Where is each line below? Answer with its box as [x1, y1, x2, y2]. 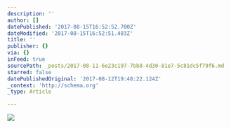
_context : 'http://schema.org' [7, 82, 99, 89]
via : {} [7, 50, 30, 57]
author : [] [7, 17, 39, 24]
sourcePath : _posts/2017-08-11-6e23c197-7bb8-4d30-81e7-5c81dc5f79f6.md [7, 62, 225, 69]
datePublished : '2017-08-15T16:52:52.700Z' [7, 23, 137, 30]
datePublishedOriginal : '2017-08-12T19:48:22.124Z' [7, 75, 161, 83]
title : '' [7, 36, 37, 43]
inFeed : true [7, 56, 46, 63]
